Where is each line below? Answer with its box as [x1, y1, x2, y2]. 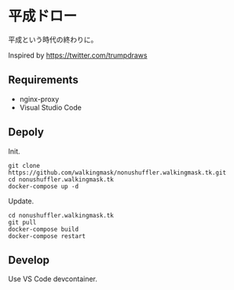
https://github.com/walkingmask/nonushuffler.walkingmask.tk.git [8, 169, 226, 177]
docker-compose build [8, 225, 79, 233]
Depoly [8, 125, 45, 139]
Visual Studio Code [19, 102, 82, 112]
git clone [8, 162, 41, 169]
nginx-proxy [19, 94, 60, 103]
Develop [8, 253, 49, 266]
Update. [8, 196, 35, 206]
